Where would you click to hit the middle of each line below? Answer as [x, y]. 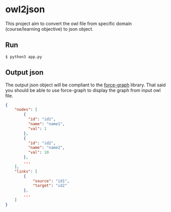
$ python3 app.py [24, 57]
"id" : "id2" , [42, 143]
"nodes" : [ [26, 110]
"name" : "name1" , [46, 124]
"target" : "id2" [50, 186]
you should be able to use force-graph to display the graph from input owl [83, 90]
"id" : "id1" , [42, 119]
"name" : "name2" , [46, 148]
